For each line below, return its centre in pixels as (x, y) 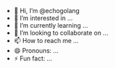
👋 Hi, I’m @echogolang (47, 11)
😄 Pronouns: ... (36, 51)
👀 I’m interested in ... (43, 18)
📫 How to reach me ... (46, 41)
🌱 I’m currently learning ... (51, 25)
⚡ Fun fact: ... (33, 58)
